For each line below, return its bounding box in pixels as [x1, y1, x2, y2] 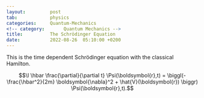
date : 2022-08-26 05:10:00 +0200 [6, 37, 121, 43]
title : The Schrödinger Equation [6, 31, 116, 38]
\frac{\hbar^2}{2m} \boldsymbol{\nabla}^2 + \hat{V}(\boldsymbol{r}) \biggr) [6, 78, 199, 85]
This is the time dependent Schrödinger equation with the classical [6, 54, 174, 60]
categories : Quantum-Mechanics [6, 20, 97, 26]
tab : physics [6, 15, 69, 21]
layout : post [6, 8, 62, 15]
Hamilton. [6, 60, 30, 67]
